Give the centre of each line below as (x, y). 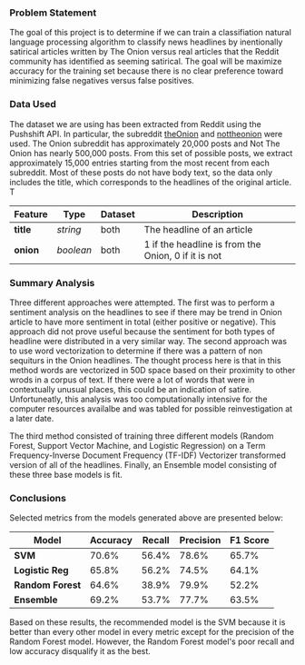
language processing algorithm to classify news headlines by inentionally (146, 42)
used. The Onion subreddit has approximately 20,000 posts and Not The (145, 144)
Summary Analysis (52, 283)
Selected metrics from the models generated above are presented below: (146, 518)
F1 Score (250, 541)
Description (217, 213)
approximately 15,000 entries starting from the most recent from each (140, 163)
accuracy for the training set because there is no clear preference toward (147, 71)
